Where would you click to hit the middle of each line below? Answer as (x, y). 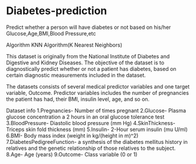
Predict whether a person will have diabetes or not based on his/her (89, 27)
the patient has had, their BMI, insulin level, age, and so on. (78, 99)
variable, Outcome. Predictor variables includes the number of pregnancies (97, 93)
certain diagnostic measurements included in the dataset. (76, 75)
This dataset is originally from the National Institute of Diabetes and (88, 56)
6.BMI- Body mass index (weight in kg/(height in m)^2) (72, 135)
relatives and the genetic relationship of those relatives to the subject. (91, 148)
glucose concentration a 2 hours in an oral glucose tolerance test (85, 117)
